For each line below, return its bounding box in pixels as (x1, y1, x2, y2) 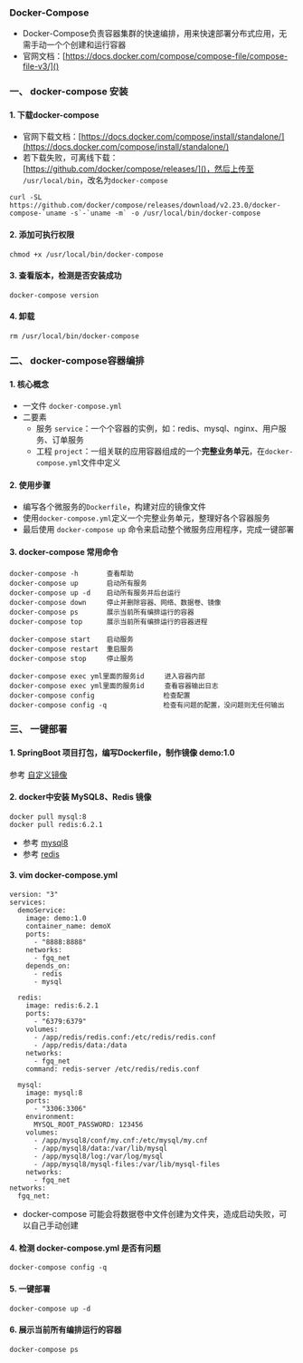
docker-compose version (9, 290, 99, 300)
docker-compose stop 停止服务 (9, 654, 134, 663)
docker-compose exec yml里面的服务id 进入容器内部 (9, 671, 205, 681)
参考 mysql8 (22, 837, 69, 848)
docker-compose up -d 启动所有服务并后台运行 (9, 588, 181, 598)
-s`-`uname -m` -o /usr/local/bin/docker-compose (70, 209, 260, 219)
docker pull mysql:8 (9, 812, 88, 822)
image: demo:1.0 (25, 914, 88, 923)
